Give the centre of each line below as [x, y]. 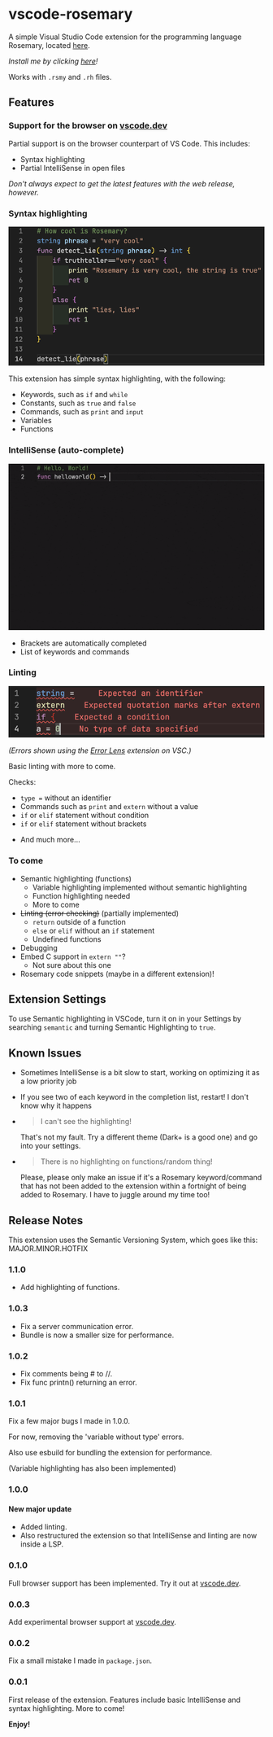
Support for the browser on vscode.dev [88, 125]
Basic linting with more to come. [62, 767]
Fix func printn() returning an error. [78, 1382]
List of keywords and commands [75, 651]
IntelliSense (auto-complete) [66, 450]
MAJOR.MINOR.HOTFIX [48, 1249]
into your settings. [50, 1146]
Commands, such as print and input [82, 412]
